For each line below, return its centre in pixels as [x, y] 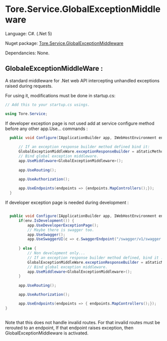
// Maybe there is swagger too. [61, 230]
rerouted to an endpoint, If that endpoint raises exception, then [69, 328]
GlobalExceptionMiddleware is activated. [47, 333]
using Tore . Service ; [27, 114]
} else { [27, 249]
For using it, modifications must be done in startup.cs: [60, 95]
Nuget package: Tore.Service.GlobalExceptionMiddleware [64, 43]
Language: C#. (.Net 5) [29, 33]
